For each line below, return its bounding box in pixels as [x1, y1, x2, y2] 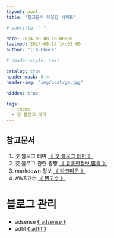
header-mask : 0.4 [6, 74, 49, 80]
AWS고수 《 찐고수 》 [14, 174, 66, 181]
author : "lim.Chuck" [6, 47, 58, 53]
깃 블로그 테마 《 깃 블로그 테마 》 [14, 152, 93, 159]
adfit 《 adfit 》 [14, 225, 46, 232]
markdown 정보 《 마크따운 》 [14, 167, 86, 174]
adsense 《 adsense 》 [14, 218, 66, 225]
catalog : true [6, 68, 42, 74]
